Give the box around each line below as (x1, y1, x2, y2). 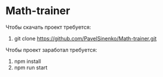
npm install (14, 58, 41, 65)
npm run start (14, 63, 48, 71)
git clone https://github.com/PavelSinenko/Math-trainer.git (14, 35, 157, 42)
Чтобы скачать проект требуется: (5, 24, 91, 31)
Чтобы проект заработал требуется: (5, 46, 97, 53)
